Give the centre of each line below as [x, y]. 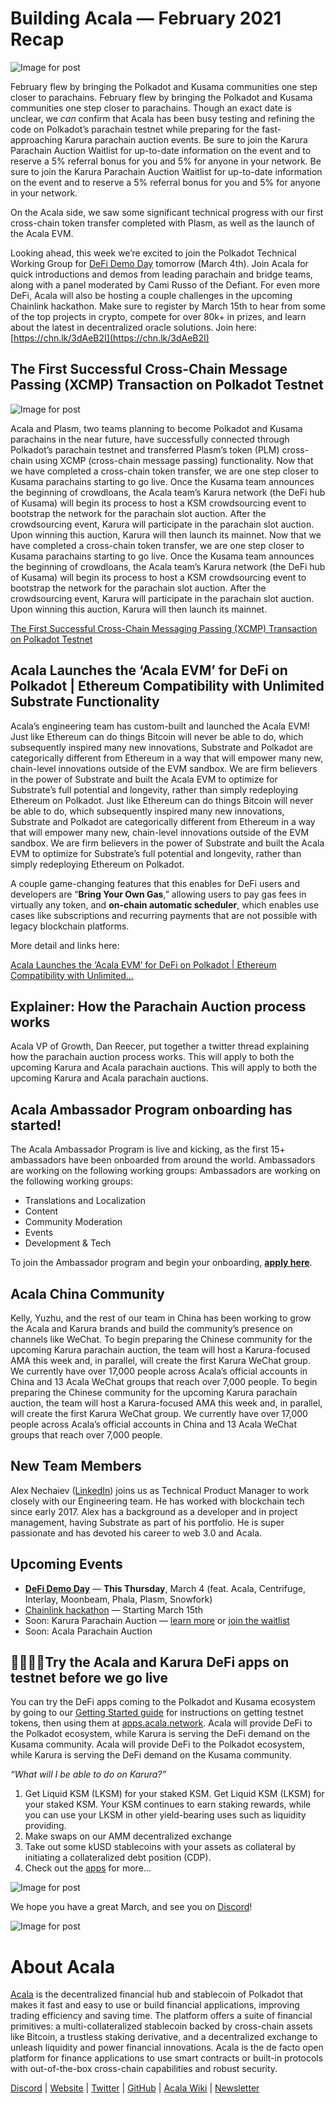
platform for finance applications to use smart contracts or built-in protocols [167, 2058]
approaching [36, 139]
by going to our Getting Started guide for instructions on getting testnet [157, 1713]
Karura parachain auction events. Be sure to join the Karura [186, 139]
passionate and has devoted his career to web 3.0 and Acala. [136, 1533]
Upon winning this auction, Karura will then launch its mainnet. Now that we [166, 534]
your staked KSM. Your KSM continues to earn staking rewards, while [168, 1804]
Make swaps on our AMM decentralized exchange [128, 1836]
